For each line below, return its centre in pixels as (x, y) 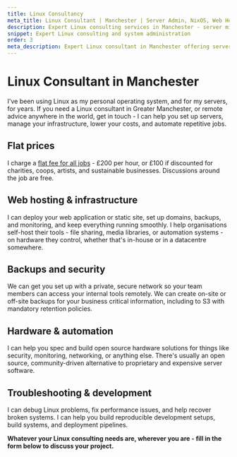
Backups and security (56, 269)
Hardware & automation (61, 331)
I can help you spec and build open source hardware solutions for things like (118, 348)
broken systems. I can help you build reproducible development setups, (111, 417)
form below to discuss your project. (61, 446)
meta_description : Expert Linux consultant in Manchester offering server (120, 47)
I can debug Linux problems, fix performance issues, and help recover (109, 410)
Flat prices (31, 146)
